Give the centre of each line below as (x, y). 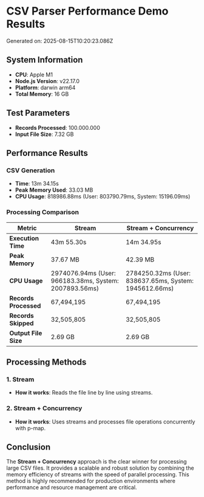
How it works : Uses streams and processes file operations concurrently (105, 421)
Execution (24, 238)
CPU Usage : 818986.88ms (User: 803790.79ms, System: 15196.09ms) (103, 197)
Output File (26, 333)
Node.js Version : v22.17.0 (47, 81)
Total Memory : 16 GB (42, 94)
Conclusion (29, 447)
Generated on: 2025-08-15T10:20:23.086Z (60, 41)
